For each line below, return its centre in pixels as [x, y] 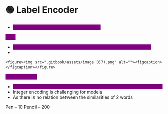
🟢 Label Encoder [42, 10]
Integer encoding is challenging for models [57, 92]
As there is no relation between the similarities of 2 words [73, 97]
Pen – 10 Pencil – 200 [27, 107]
